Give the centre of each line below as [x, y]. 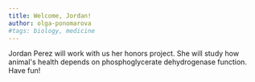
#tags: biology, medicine [51, 31]
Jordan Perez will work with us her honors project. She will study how [124, 54]
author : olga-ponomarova [50, 23]
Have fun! [25, 71]
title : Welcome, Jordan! [50, 16]
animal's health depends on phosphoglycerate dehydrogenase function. [128, 62]
